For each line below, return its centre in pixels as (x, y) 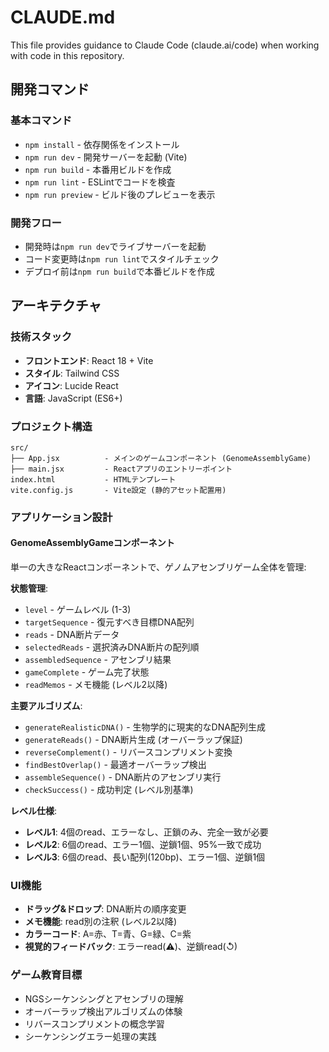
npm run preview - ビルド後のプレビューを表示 (120, 194)
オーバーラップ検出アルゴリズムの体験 (103, 1011)
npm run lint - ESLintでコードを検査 (100, 182)
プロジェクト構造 (51, 426)
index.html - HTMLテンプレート (93, 479)
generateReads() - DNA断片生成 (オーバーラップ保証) (133, 740)
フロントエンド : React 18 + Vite (89, 360)
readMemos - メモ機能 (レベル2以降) (96, 685)
